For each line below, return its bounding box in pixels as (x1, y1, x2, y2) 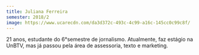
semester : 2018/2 (6, 14, 49, 20)
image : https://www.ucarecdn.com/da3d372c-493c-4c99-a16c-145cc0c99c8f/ (6, 20, 191, 25)
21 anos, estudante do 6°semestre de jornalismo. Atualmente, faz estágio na (6, 36, 194, 43)
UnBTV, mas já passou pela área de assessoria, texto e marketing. (6, 42, 169, 49)
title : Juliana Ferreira (6, 8, 68, 15)
